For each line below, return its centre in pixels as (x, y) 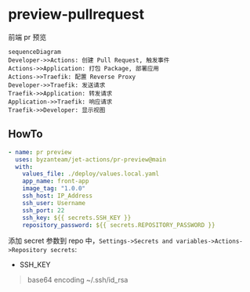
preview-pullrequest (76, 14)
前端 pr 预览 (27, 37)
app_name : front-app (56, 182)
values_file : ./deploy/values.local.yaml (91, 174)
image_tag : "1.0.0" (54, 189)
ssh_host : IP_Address (57, 196)
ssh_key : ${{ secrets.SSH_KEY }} (77, 218)
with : (24, 167)
